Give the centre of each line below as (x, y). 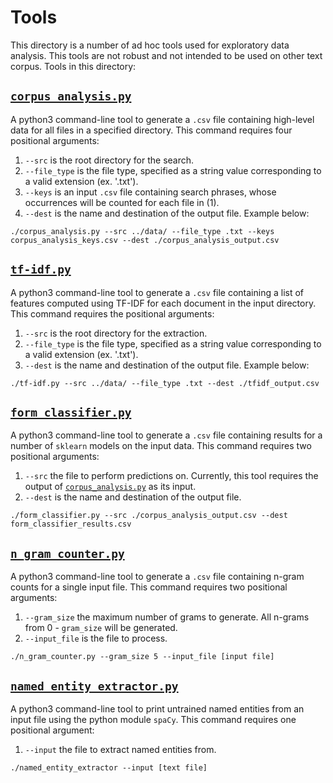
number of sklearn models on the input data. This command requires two (161, 446)
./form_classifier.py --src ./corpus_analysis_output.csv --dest (149, 516)
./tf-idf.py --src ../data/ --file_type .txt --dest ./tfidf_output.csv (165, 383)
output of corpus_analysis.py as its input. (110, 487)
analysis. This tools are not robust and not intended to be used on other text (166, 55)
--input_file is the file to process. (96, 638)
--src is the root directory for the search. (109, 160)
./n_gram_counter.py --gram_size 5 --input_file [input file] (142, 657)
